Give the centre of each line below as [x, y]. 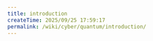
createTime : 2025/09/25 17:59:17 [56, 20]
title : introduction [38, 14]
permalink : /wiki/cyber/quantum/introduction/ [77, 26]
